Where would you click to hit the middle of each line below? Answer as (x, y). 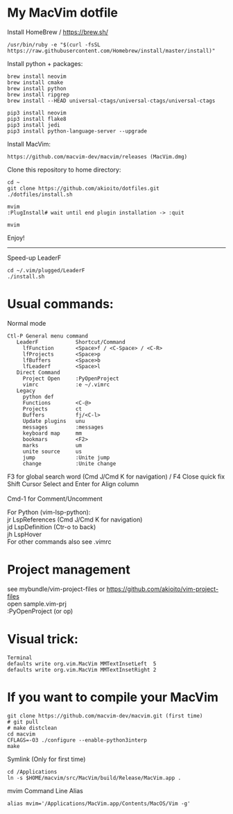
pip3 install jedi (34, 125)
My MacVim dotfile (63, 13)
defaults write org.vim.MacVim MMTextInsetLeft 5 (82, 664)
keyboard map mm (52, 433)
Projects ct (52, 409)
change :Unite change (69, 463)
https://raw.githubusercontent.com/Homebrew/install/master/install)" (111, 51)
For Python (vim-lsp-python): (49, 512)
